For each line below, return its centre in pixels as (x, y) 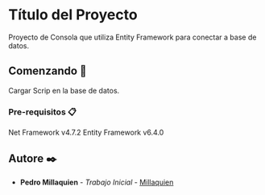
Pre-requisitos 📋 (42, 112)
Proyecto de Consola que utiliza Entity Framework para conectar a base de (132, 37)
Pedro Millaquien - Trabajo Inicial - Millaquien (97, 182)
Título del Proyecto (73, 15)
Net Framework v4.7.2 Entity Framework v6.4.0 (86, 133)
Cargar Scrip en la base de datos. (64, 90)
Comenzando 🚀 (48, 71)
